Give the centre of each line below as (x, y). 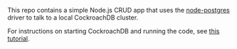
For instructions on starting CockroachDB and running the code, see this (114, 31)
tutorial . (19, 38)
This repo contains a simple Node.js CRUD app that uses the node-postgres (118, 10)
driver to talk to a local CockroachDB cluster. (73, 17)
